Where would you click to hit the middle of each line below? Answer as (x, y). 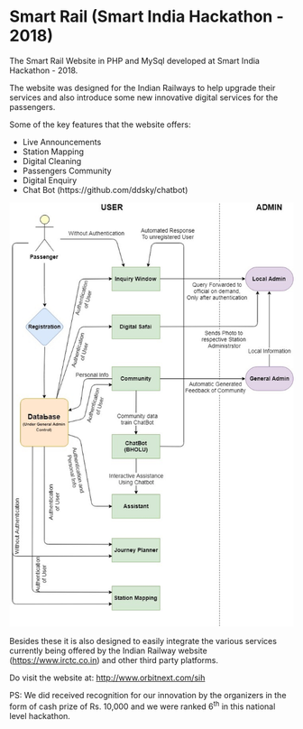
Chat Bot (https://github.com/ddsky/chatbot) (105, 189)
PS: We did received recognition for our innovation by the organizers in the (148, 696)
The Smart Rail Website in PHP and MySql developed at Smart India (134, 60)
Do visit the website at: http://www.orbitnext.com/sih (107, 678)
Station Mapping (53, 152)
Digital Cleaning (52, 161)
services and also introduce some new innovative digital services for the (144, 97)
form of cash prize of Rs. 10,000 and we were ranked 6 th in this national (142, 706)
